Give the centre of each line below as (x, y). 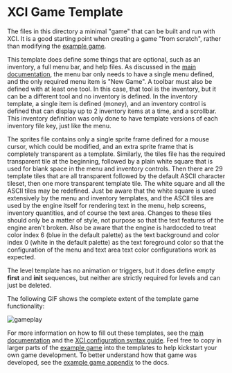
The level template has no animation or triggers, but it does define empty (111, 270)
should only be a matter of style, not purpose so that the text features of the (115, 220)
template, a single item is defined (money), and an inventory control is (107, 103)
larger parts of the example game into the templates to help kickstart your (112, 347)
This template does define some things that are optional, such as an (104, 59)
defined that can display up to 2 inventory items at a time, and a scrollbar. (112, 111)
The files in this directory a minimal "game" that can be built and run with (111, 31)
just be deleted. (29, 285)
